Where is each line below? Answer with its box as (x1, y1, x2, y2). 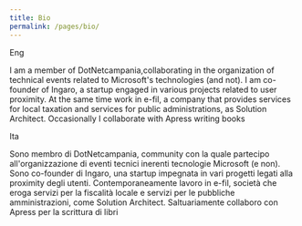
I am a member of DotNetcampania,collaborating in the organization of (9, 65, 276, 76)
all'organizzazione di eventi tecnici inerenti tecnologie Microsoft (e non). (9, 158, 281, 169)
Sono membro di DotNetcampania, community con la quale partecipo (9, 148, 270, 159)
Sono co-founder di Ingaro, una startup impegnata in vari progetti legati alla (9, 168, 294, 179)
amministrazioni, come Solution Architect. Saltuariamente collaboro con (9, 197, 278, 208)
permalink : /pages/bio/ (9, 22, 100, 31)
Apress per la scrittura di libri (9, 206, 119, 217)
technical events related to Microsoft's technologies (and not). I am (9, 74, 262, 85)
